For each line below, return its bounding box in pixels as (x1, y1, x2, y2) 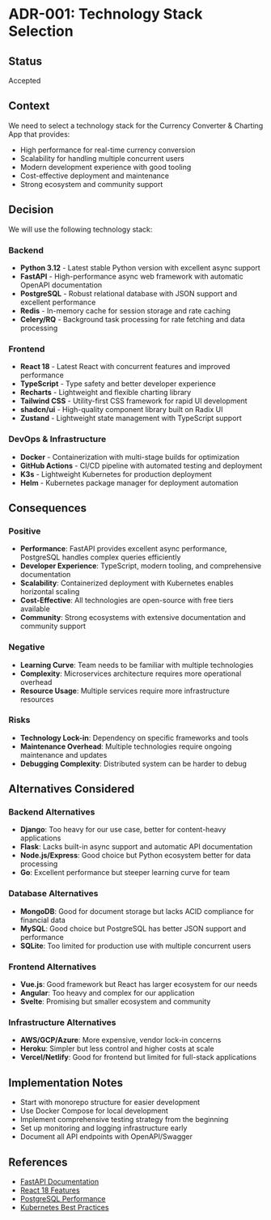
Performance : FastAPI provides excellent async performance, (19, 544, 227, 554)
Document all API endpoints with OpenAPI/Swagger (19, 1132, 193, 1141)
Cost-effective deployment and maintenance (19, 171, 170, 181)
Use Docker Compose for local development (19, 1106, 168, 1116)
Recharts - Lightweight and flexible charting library (19, 388, 192, 397)
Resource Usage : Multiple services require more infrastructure (19, 686, 231, 695)
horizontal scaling (19, 587, 80, 597)
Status (8, 54, 43, 68)
